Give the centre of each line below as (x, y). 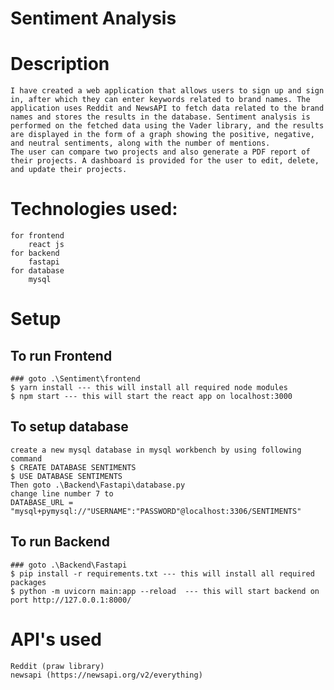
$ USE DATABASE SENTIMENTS (66, 476)
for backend (35, 253)
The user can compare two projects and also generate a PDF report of (160, 152)
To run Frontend (61, 355)
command (26, 458)
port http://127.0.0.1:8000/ (71, 600)
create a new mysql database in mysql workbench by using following (156, 450)
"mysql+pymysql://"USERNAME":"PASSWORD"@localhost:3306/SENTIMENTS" (156, 511)
